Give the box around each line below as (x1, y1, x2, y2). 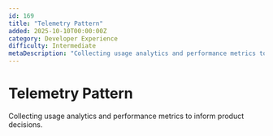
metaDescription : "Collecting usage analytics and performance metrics (8, 49, 256, 57)
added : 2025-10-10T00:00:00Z (8, 27, 107, 35)
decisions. (8, 119, 43, 130)
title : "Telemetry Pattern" (8, 19, 104, 28)
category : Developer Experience (8, 34, 118, 43)
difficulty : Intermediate (8, 42, 96, 50)
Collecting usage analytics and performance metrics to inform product (8, 111, 245, 121)
